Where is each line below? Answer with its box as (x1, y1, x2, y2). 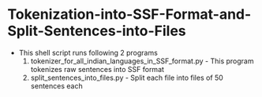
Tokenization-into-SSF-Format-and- (7, 5, 252, 23)
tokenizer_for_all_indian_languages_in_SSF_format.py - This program (30, 56, 254, 66)
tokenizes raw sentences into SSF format (30, 64, 165, 74)
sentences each (30, 81, 84, 91)
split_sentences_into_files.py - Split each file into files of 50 (30, 73, 224, 82)
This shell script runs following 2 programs (18, 48, 159, 57)
